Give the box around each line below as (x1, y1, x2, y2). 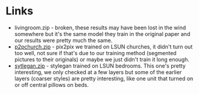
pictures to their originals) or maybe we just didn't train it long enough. (14, 56, 189, 63)
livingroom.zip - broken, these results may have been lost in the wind (14, 24, 186, 31)
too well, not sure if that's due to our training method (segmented (14, 49, 177, 56)
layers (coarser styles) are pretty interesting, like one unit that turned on (14, 75, 194, 82)
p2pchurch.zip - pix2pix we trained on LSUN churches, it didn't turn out (14, 43, 193, 50)
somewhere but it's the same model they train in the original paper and (14, 30, 191, 37)
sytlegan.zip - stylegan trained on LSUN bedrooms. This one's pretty (14, 62, 186, 69)
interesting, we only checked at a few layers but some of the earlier (14, 68, 182, 75)
